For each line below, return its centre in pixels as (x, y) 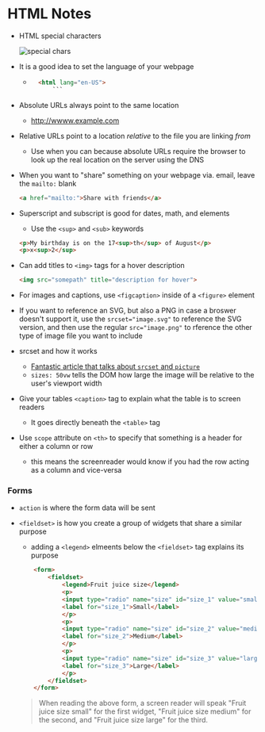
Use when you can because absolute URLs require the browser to (138, 151)
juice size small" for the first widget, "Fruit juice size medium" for (145, 711)
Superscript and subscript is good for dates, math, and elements (124, 213)
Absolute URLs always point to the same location (99, 105)
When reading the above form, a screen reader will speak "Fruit (142, 703)
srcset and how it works (58, 351)
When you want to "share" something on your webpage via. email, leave (137, 174)
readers (32, 407)
